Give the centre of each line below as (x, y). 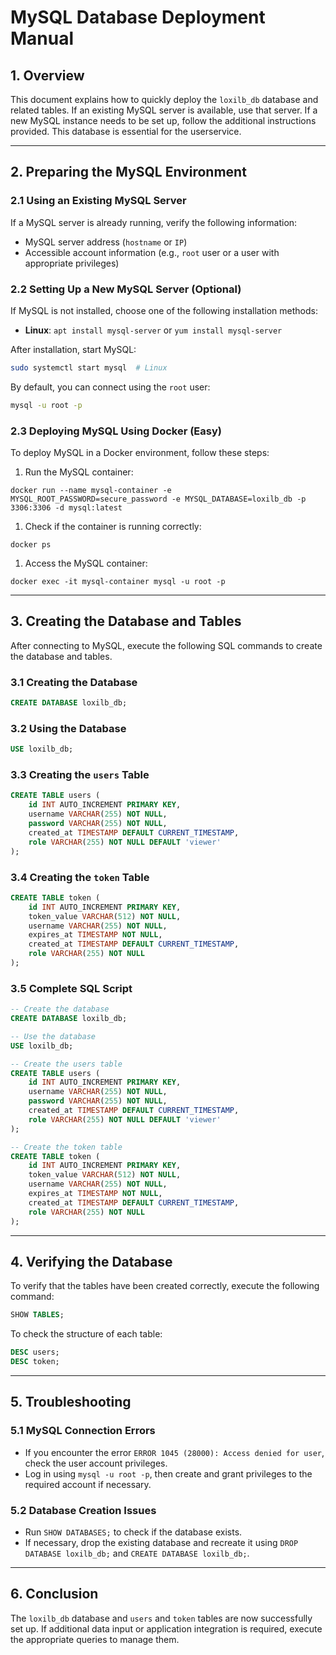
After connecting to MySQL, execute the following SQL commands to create (166, 645)
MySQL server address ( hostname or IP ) (106, 242)
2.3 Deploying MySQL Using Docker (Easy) (116, 431)
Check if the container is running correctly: (113, 527)
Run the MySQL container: (79, 472)
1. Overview (47, 75)
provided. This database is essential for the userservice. (126, 131)
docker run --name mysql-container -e (91, 491)
